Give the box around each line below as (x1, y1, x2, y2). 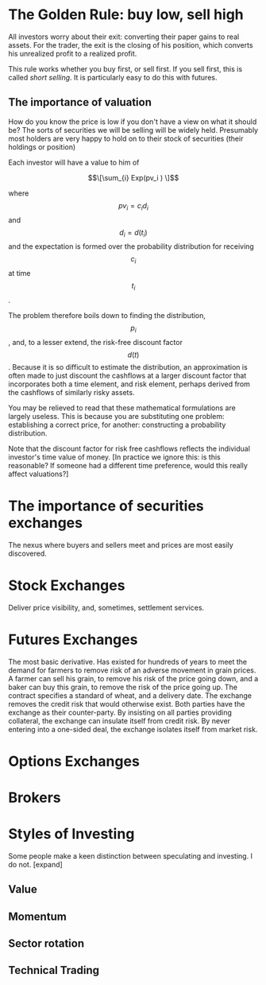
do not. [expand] (8, 859, 64, 869)
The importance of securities (8, 497, 204, 514)
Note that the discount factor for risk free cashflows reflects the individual (8, 444, 250, 453)
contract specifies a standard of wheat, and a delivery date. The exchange (8, 690, 253, 700)
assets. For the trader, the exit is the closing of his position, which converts (8, 40, 253, 49)
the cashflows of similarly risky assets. (8, 387, 135, 397)
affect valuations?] (8, 469, 69, 479)
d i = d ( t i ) (118, 227, 148, 239)
